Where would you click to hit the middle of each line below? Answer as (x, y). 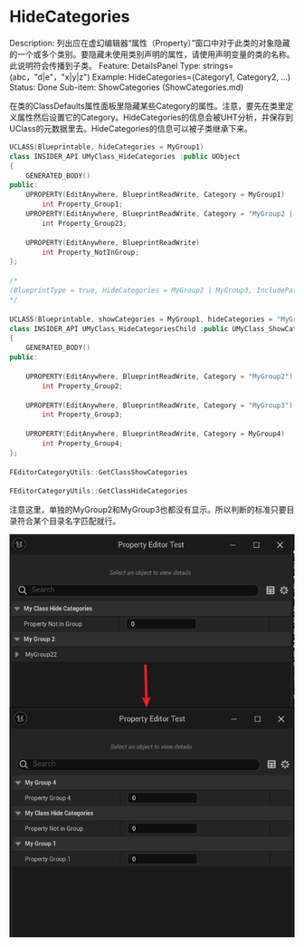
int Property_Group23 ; (85, 223)
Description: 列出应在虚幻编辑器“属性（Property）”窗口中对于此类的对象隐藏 (150, 43)
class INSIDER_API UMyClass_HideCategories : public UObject (125, 156)
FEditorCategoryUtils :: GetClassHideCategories (99, 492)
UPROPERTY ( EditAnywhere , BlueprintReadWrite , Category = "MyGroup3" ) (160, 405)
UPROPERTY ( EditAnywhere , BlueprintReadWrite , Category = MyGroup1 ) (155, 195)
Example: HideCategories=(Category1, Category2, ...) (191, 77)
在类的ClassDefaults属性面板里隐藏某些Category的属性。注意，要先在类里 (148, 105)
